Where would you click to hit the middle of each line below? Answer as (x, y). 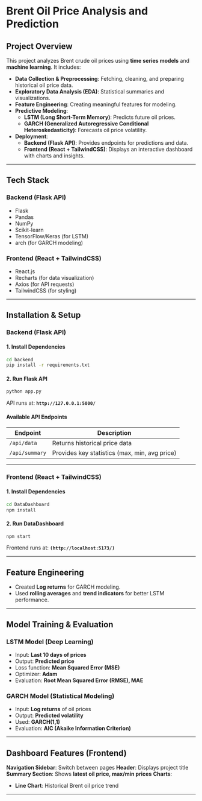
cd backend (20, 359)
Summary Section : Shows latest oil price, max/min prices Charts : (89, 774)
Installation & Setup (44, 315)
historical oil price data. (44, 85)
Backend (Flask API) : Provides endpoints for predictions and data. (106, 143)
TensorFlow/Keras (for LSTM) (52, 236)
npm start (19, 536)
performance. (32, 600)
